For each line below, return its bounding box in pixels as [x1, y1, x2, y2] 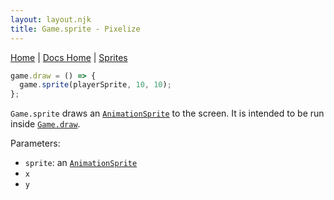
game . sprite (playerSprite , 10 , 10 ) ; [19, 80, 172, 90]
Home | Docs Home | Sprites [10, 51, 128, 63]
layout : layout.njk [10, 14, 92, 25]
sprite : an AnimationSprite [24, 157, 138, 169]
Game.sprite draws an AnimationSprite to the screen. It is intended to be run [10, 107, 325, 120]
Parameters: [10, 137, 61, 150]
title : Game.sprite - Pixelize [10, 24, 141, 34]
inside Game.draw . [10, 118, 81, 130]
